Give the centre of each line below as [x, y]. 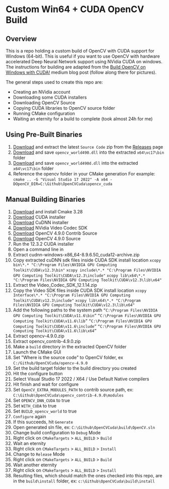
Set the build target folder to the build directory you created [75, 368]
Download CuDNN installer [41, 222]
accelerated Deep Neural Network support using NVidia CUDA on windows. [84, 61]
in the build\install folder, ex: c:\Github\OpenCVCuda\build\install [84, 481]
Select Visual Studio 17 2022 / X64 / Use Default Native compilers [81, 379]
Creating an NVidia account [41, 92]
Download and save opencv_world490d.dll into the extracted [75, 163]
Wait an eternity [29, 443]
